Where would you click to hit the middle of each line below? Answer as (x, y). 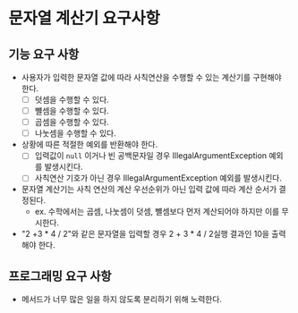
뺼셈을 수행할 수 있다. (72, 111)
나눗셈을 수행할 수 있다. (76, 133)
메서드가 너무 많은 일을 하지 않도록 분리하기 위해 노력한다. (122, 300)
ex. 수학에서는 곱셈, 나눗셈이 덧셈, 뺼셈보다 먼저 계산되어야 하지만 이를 (157, 212)
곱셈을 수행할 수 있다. (72, 123)
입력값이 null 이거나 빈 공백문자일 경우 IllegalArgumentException (151, 156)
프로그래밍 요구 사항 (60, 276)
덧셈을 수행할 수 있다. (72, 100)
